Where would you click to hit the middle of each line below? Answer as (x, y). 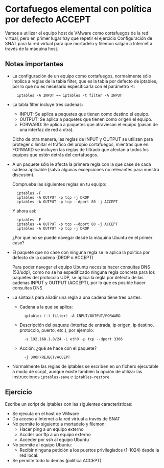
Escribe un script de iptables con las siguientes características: (69, 404)
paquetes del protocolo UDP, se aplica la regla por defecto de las (78, 277)
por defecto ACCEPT (48, 19)
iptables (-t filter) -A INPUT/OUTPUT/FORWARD (72, 316)
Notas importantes (34, 64)
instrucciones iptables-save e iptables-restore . (61, 377)
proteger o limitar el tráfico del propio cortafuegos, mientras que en (80, 144)
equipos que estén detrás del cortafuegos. (55, 155)
